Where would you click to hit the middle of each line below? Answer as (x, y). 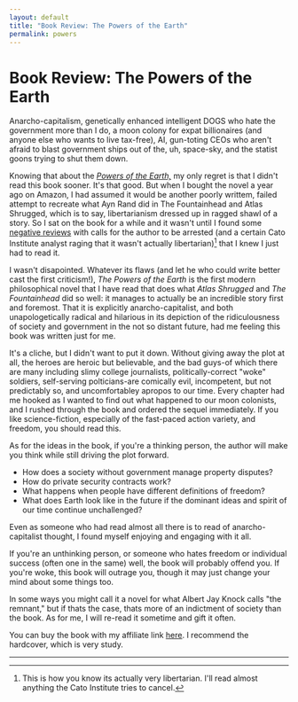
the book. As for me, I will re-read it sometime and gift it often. (123, 618)
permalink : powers (43, 34)
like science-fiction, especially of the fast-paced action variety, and (132, 418)
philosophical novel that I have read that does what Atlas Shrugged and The (148, 288)
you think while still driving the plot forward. (89, 455)
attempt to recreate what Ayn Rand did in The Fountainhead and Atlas (136, 204)
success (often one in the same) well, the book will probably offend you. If (145, 563)
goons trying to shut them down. (69, 159)
